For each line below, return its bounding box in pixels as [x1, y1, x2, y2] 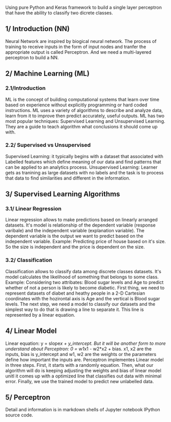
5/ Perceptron [5, 393, 50, 402]
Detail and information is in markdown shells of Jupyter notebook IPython [5, 407, 160, 413]
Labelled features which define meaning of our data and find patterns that [5, 159, 161, 165]
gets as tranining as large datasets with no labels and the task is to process [5, 169, 164, 175]
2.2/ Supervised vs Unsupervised [5, 142, 91, 149]
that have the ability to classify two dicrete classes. [5, 10, 113, 16]
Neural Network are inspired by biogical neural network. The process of [5, 38, 157, 44]
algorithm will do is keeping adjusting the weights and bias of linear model [5, 367, 161, 373]
